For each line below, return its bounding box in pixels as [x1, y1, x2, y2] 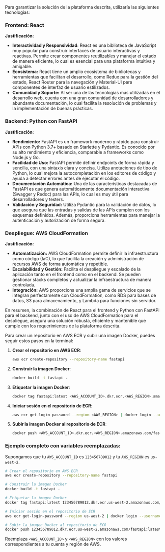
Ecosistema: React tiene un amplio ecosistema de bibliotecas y [12, 69, 141, 75]
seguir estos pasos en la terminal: [5, 338, 74, 344]
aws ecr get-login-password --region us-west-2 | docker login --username [5, 513, 162, 518]
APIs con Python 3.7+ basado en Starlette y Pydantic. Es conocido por [12, 144, 155, 150]
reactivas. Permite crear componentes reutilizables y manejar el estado [12, 53, 156, 59]
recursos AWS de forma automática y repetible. [12, 261, 109, 267]
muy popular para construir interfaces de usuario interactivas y [12, 48, 140, 54]
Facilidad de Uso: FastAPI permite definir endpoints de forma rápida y [12, 159, 155, 165]
